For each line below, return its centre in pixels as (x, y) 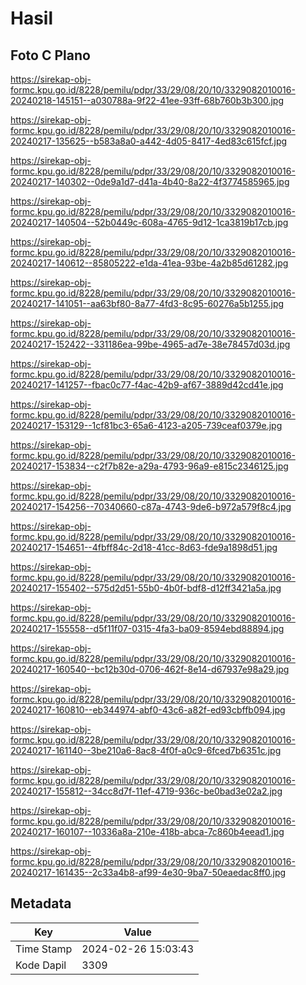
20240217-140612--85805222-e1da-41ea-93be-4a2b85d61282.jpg (149, 263)
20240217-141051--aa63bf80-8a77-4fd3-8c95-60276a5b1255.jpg (147, 303)
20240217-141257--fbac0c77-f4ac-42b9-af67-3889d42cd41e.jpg (147, 385)
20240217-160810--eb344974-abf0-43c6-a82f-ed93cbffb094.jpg (148, 710)
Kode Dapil (41, 965)
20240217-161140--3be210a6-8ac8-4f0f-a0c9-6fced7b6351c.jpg (146, 750)
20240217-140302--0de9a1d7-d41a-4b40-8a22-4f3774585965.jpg (150, 181)
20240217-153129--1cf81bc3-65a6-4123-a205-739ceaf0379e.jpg (146, 425)
